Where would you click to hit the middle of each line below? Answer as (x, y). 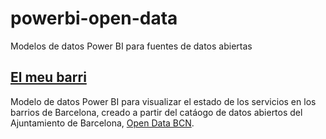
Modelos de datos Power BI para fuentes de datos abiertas (131, 46)
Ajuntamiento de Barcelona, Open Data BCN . (102, 123)
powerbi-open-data (94, 18)
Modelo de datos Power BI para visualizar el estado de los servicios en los (163, 101)
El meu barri (48, 77)
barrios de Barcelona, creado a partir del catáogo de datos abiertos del (156, 112)
